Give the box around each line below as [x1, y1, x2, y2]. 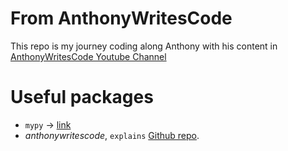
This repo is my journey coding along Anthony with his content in [10, 40, 278, 52]
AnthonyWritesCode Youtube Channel [10, 50, 167, 62]
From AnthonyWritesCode [10, 7, 233, 30]
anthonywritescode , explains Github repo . [24, 129, 200, 141]
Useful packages [10, 86, 154, 109]
